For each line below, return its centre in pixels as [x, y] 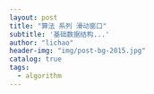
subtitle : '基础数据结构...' [60, 34]
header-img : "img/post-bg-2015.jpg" [77, 51]
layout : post [34, 17]
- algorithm [40, 76]
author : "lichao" [42, 43]
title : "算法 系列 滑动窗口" [58, 26]
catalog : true [36, 59]
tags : [19, 68]
